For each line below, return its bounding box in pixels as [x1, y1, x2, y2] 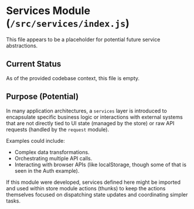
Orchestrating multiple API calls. [14, 155, 93, 162]
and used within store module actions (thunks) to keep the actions [6, 184, 166, 191]
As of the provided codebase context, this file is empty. [6, 74, 139, 81]
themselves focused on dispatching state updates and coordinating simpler [6, 191, 188, 198]
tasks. [6, 197, 21, 204]
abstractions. [6, 42, 38, 49]
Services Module [6, 4, 91, 18]
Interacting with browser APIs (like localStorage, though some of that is [14, 161, 186, 168]
